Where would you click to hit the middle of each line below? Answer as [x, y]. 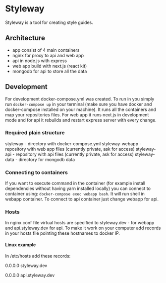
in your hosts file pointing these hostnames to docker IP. [63, 233]
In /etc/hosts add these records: [38, 256]
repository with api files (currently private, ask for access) [75, 154]
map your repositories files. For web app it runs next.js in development [77, 114]
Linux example [21, 245]
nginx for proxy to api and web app [48, 55]
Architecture [25, 38]
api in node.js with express [39, 61]
